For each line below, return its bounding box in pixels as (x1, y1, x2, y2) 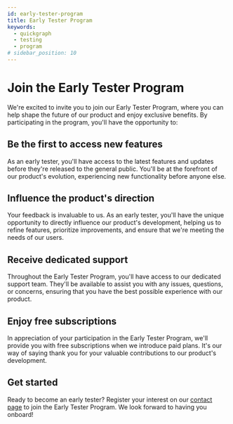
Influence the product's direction (7, 193, 155, 205)
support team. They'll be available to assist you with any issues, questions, (7, 280, 223, 288)
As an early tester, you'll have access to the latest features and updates (7, 157, 214, 165)
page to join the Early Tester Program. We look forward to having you (7, 402, 207, 411)
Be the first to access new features (7, 139, 164, 150)
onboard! (7, 410, 34, 418)
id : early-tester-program (7, 10, 83, 18)
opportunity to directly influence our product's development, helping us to (7, 219, 222, 227)
